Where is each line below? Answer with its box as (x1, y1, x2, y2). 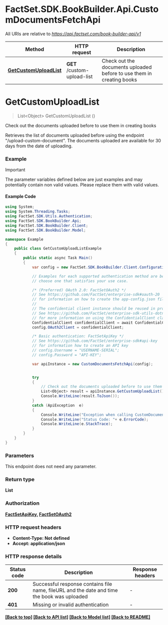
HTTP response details (5, 553, 62, 560)
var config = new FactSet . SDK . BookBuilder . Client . (31, 265, 140, 270)
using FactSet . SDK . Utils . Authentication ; (5, 214, 93, 219)
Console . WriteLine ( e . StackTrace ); (40, 422, 113, 427)
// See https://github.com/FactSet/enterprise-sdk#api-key (31, 338, 157, 344)
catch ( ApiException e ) (31, 402, 84, 408)
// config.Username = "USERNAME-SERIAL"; (31, 348, 120, 353)
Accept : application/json (12, 540, 65, 546)
